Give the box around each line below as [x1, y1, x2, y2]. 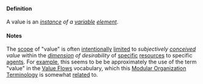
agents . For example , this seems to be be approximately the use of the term [6, 58, 197, 66]
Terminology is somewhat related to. [6, 71, 98, 79]
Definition [6, 5, 32, 12]
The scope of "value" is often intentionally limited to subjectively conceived [6, 45, 196, 53]
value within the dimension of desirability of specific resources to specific [6, 52, 193, 59]
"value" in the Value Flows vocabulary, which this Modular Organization [6, 65, 186, 72]
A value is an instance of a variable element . [6, 18, 119, 25]
